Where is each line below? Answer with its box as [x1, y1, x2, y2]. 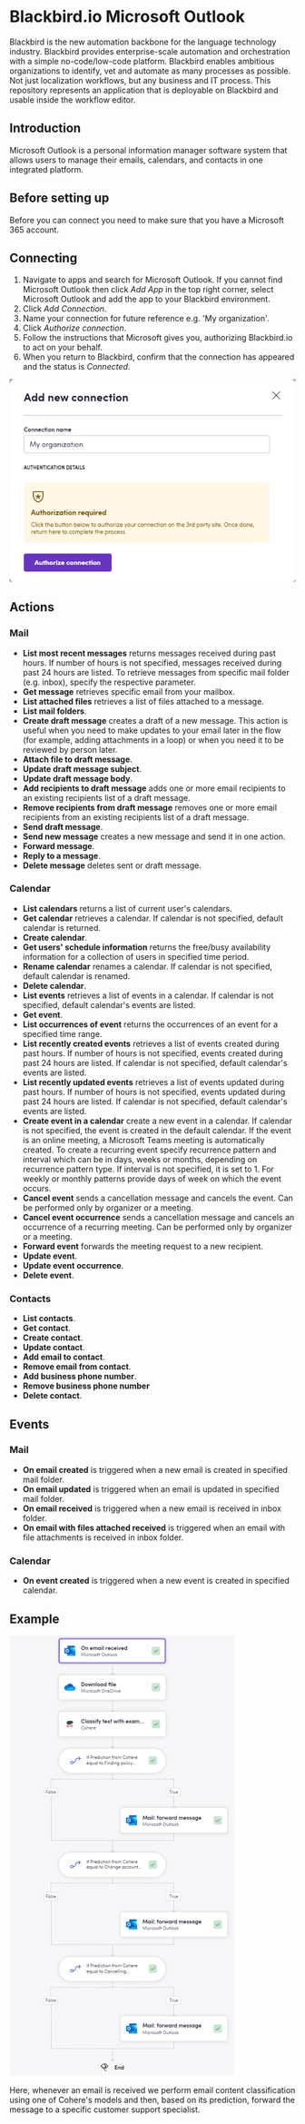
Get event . [22, 1009, 64, 1020]
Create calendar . [22, 932, 88, 943]
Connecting [9, 250, 78, 265]
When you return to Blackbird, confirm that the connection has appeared [22, 351, 295, 362]
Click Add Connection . [22, 303, 107, 314]
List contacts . [22, 1313, 75, 1324]
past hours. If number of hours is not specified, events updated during [22, 1086, 286, 1097]
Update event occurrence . [22, 1260, 124, 1270]
